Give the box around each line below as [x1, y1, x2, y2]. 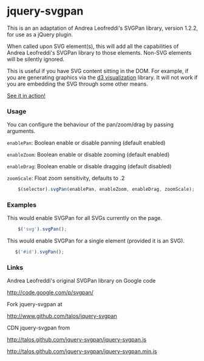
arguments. [7, 128, 36, 135]
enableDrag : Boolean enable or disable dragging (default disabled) [7, 163, 172, 170]
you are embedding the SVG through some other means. [7, 80, 148, 88]
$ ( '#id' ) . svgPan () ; [15, 249, 64, 255]
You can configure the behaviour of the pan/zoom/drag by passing [7, 121, 174, 128]
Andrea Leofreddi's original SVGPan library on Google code [7, 277, 156, 284]
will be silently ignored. [7, 55, 65, 63]
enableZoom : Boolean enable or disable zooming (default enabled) [7, 151, 170, 159]
